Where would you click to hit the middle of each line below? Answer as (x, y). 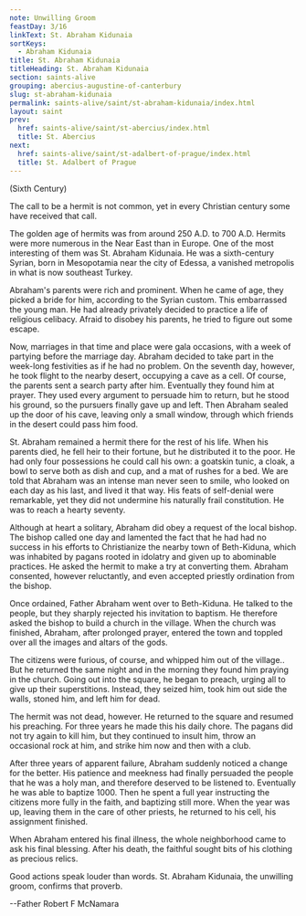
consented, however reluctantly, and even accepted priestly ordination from (152, 575)
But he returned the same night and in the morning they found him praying (149, 669)
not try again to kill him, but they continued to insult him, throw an (132, 735)
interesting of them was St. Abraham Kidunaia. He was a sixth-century (142, 253)
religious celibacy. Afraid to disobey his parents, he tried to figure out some (151, 319)
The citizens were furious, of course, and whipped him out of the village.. (147, 659)
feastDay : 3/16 (38, 26)
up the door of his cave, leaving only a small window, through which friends (152, 414)
